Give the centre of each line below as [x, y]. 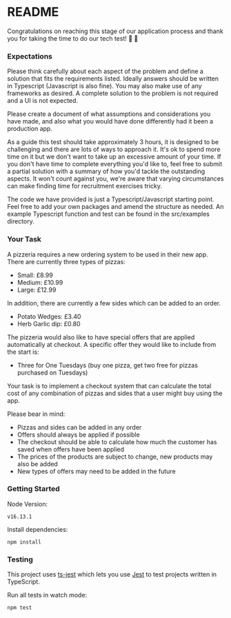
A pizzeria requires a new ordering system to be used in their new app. [108, 254]
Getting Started [33, 489]
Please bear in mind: [36, 414]
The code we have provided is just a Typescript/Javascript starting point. [111, 199]
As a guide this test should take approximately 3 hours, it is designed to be [113, 142]
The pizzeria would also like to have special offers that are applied [101, 337]
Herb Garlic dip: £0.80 [49, 323]
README [33, 12]
